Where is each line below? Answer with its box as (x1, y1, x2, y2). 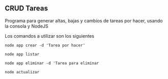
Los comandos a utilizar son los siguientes (5, 33, 94, 39)
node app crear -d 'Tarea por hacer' (5, 43, 86, 48)
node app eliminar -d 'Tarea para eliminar (5, 61, 99, 66)
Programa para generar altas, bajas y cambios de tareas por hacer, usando (5, 17, 163, 23)
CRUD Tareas (5, 4, 48, 13)
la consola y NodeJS (5, 23, 49, 29)
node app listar (5, 51, 39, 57)
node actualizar (5, 69, 39, 74)
